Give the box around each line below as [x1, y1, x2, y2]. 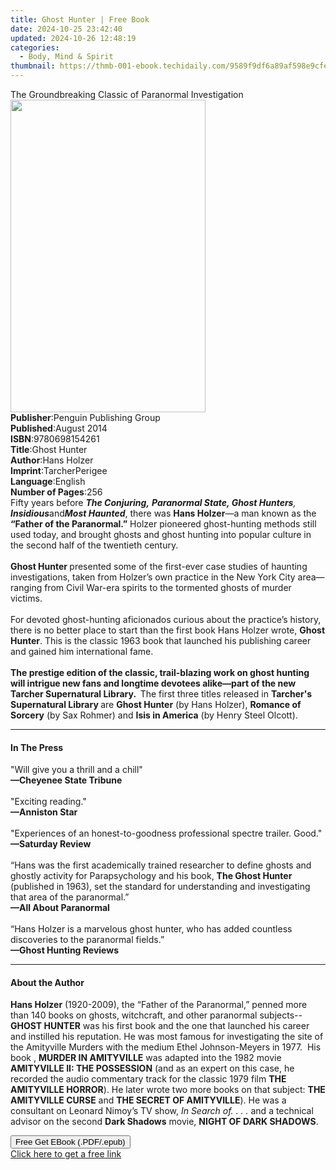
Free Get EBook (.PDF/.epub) [15, 1137, 126, 1148]
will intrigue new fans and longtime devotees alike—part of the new [10, 677, 297, 689]
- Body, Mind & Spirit [19, 52, 114, 62]
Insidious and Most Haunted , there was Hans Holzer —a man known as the [10, 507, 317, 519]
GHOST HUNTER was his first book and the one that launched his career [10, 1020, 310, 1032]
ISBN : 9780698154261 [10, 433, 100, 445]
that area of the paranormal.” [10, 891, 130, 903]
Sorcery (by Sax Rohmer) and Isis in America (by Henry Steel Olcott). [10, 709, 298, 721]
